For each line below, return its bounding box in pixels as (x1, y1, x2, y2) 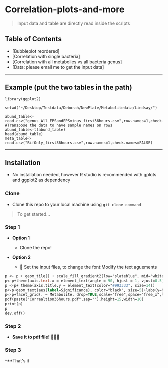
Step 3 (5, 347, 21, 354)
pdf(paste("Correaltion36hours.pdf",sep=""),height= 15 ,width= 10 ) (5, 297, 144, 302)
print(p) (5, 302, 23, 307)
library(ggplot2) (5, 96, 41, 101)
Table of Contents (5, 35, 62, 43)
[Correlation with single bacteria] (12, 53, 80, 59)
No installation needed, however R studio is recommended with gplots (12, 172, 157, 178)
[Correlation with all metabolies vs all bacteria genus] (12, 59, 122, 65)
